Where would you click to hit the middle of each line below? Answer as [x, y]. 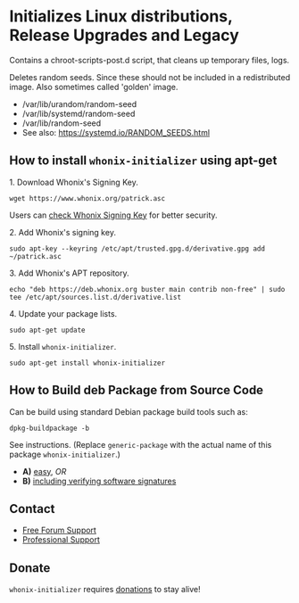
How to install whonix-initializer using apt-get [143, 161]
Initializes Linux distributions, [121, 17]
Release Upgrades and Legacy [124, 35]
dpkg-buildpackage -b [50, 428]
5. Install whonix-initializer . [63, 346]
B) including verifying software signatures [99, 481]
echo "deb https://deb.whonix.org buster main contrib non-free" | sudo [147, 289]
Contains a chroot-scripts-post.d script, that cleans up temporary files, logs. [149, 60]
